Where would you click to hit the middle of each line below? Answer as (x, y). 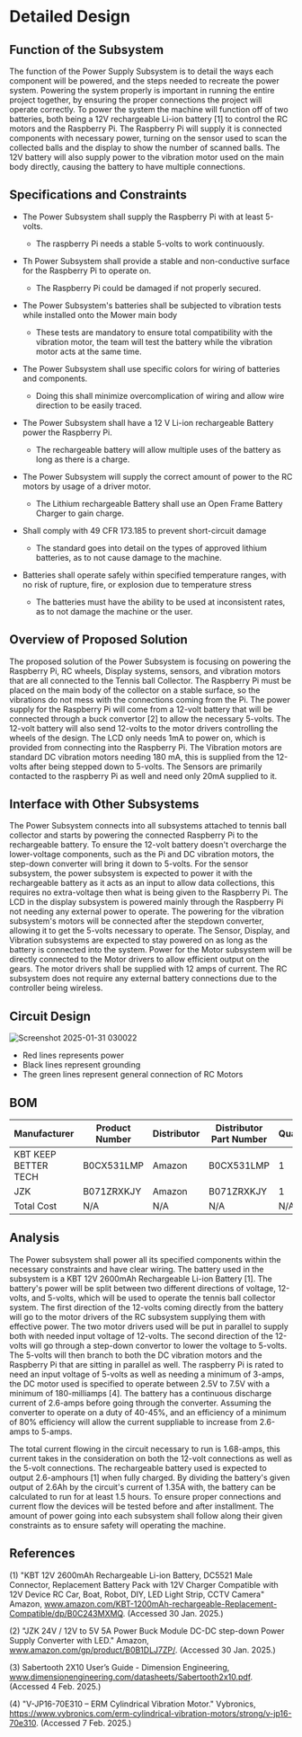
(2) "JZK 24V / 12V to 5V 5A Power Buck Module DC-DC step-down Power (147, 1631)
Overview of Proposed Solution (99, 640)
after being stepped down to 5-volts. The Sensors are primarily (146, 767)
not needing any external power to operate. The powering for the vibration (147, 912)
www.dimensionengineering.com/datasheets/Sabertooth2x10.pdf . (131, 1677)
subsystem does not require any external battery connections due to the (143, 979)
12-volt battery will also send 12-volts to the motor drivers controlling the (144, 728)
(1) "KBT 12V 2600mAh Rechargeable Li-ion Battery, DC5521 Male (131, 1575)
